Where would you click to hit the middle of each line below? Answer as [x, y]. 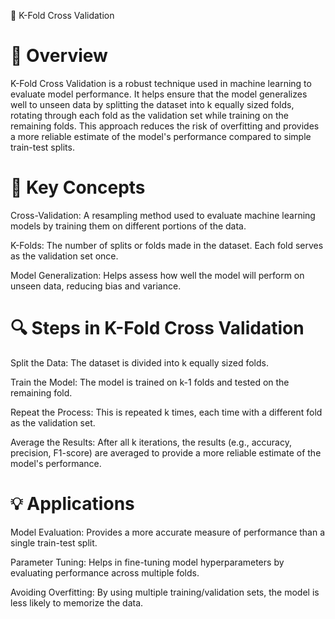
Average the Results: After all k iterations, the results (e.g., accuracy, [151, 442]
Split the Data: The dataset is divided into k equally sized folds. [139, 362]
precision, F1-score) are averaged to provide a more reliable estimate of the [166, 452]
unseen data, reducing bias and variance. [96, 286]
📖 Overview [59, 56]
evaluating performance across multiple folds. [105, 572]
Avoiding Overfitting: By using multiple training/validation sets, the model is [165, 592]
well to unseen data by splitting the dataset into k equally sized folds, [152, 104]
